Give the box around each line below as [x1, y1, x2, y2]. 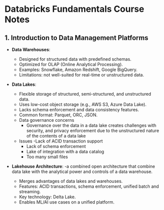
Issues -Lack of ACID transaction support [19, 138, 103, 144]
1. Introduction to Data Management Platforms [4, 34, 148, 42]
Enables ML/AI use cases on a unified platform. [19, 199, 115, 205]
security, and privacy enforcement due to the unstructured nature [26, 128, 159, 134]
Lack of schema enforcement [26, 143, 86, 149]
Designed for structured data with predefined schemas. [19, 56, 132, 62]
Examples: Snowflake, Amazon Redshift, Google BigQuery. [19, 67, 138, 72]
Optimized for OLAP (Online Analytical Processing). [19, 62, 123, 67]
